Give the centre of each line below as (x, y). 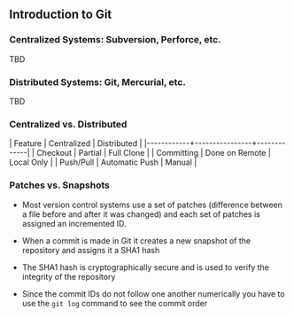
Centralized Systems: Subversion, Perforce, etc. (115, 40)
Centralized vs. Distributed (68, 124)
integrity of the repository (69, 276)
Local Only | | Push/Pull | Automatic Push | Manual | (103, 162)
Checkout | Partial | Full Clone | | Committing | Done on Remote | (154, 153)
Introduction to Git (61, 15)
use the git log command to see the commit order (115, 303)
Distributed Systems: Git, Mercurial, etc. (97, 81)
